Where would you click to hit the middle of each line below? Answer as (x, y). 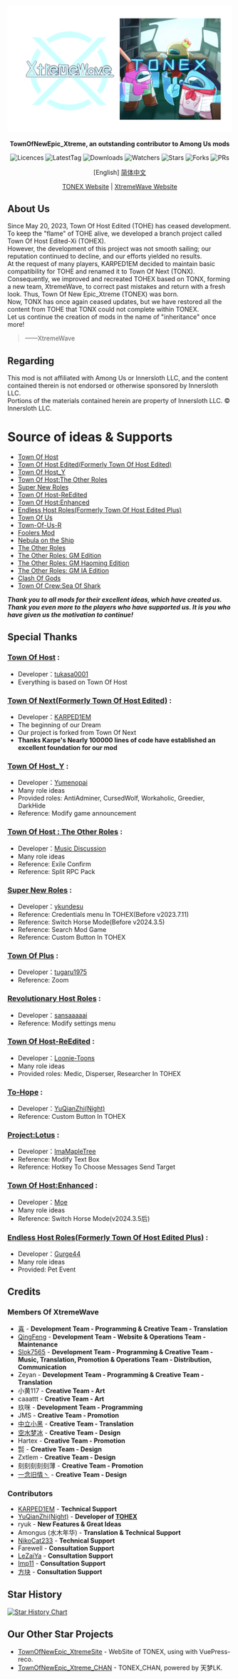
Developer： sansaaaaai (52, 1015)
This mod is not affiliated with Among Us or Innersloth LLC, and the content (118, 378)
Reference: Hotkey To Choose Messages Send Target (97, 1167)
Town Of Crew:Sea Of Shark (59, 586)
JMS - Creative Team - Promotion (68, 1415)
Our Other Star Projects (61, 1634)
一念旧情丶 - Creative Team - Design (72, 1474)
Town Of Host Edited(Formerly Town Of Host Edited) (95, 465)
